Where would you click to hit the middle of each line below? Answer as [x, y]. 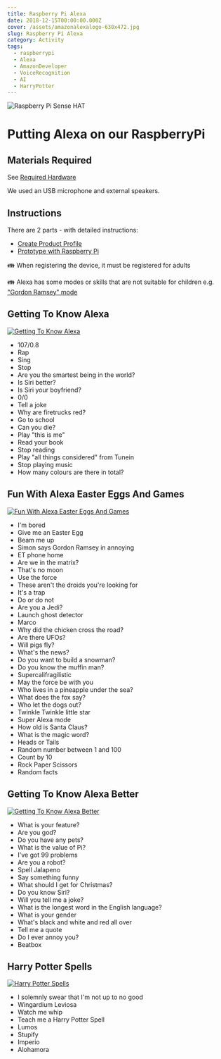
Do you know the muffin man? [61, 667]
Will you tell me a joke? [51, 900]
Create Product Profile [50, 244]
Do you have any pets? [51, 840]
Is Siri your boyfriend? [49, 390]
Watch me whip [40, 1012]
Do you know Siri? [43, 892]
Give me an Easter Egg [50, 532]
